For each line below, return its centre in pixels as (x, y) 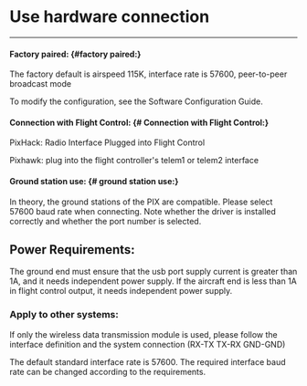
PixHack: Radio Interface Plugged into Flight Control (107, 142)
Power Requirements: (72, 250)
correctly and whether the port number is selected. (106, 221)
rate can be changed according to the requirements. (108, 371)
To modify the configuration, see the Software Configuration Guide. (136, 101)
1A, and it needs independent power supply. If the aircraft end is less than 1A (153, 281)
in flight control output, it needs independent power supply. (121, 291)
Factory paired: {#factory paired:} (75, 54)
